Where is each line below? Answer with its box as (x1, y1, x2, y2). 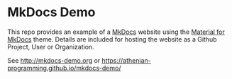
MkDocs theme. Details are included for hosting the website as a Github (7, 35, 217, 43)
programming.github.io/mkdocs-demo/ (7, 63, 121, 72)
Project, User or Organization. (7, 42, 94, 51)
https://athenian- (101, 56, 151, 64)
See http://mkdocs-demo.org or (7, 56, 101, 64)
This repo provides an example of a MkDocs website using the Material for (7, 28, 226, 36)
